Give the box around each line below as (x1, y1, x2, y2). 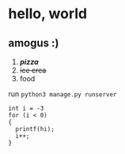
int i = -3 (8, 104, 44, 112)
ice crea (19, 66, 47, 75)
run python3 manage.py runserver (8, 89, 117, 99)
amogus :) (8, 36, 59, 50)
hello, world (8, 5, 88, 23)
